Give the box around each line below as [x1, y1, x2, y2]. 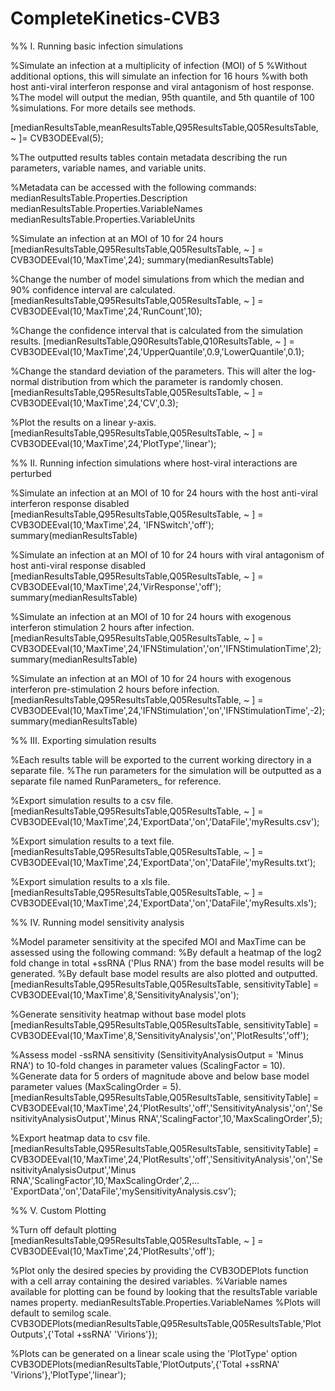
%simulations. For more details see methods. [10, 102, 197, 114]
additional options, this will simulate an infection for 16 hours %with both [10, 70, 309, 82]
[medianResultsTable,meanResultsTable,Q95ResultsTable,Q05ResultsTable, [10, 121, 319, 133]
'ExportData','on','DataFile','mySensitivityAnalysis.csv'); [10, 1185, 237, 1197]
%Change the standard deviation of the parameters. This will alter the [10, 365, 298, 377]
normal [10, 375, 40, 387]
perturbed [10, 467, 52, 479]
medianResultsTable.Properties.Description [10, 192, 188, 204]
